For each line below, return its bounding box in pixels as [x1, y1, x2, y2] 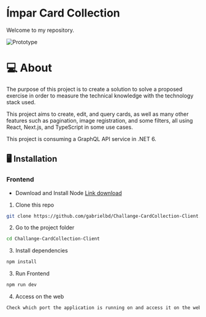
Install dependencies [15, 247, 69, 254]
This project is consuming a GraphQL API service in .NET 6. [6, 135, 156, 142]
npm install [6, 259, 37, 265]
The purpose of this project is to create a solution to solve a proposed [6, 85, 183, 93]
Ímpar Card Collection [6, 6, 121, 20]
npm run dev [6, 282, 37, 288]
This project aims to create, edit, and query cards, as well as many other [6, 110, 189, 118]
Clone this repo [15, 201, 54, 208]
